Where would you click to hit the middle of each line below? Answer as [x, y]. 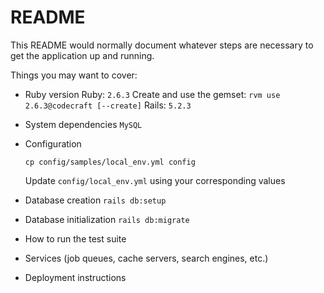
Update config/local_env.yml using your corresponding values [155, 180]
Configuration [53, 143]
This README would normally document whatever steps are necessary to [162, 45]
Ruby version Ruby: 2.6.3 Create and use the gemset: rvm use [152, 94]
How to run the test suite [75, 238]
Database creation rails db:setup [95, 200]
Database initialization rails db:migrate [107, 219]
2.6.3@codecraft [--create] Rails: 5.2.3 [108, 105]
